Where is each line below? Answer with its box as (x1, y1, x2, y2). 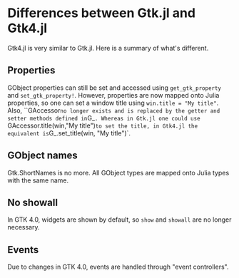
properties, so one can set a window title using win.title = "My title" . (7, 98, 219, 107)
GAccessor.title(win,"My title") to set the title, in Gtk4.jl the (7, 121, 198, 130)
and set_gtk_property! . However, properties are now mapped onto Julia (7, 91, 220, 99)
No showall (7, 196, 59, 208)
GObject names (7, 150, 78, 162)
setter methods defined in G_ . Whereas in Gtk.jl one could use (7, 113, 201, 122)
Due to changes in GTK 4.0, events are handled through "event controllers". (7, 262, 229, 272)
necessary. (7, 223, 41, 232)
